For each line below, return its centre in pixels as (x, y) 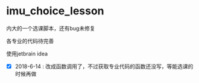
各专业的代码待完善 (30, 41)
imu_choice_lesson (55, 11)
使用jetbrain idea (27, 53)
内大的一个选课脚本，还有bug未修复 (51, 28)
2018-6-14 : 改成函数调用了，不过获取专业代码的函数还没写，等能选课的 (104, 66)
